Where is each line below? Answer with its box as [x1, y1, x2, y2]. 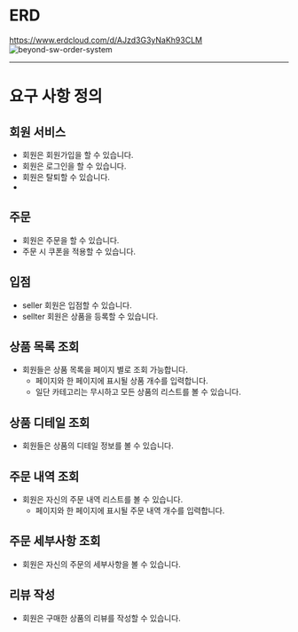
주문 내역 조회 [9, 469, 80, 484]
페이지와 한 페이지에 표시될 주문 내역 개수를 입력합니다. [35, 505, 225, 516]
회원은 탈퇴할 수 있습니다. [21, 171, 111, 182]
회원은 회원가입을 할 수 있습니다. [21, 149, 134, 160]
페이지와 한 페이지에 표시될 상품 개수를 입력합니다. [35, 375, 208, 386]
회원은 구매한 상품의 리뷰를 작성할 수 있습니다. [21, 612, 182, 623]
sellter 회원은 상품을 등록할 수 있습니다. [21, 311, 159, 321]
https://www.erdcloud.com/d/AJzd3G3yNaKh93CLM [9, 35, 202, 45]
